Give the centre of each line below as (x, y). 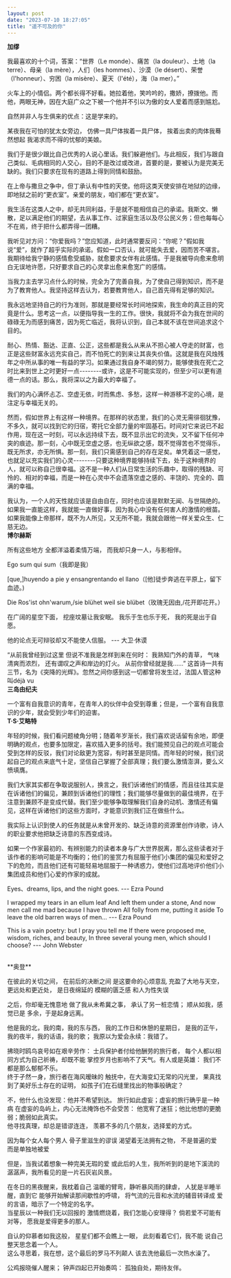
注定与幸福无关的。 (34, 403)
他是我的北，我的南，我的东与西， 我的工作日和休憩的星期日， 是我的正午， (114, 1028)
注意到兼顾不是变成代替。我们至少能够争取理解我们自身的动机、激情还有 (109, 802)
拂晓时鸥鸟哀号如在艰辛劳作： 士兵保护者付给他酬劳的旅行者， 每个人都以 (111, 1051)
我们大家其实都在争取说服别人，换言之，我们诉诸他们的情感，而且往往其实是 (115, 785)
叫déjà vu (21, 681)
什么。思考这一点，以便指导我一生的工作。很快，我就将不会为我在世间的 (121, 313)
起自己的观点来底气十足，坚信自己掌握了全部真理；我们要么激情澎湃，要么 (112, 762)
